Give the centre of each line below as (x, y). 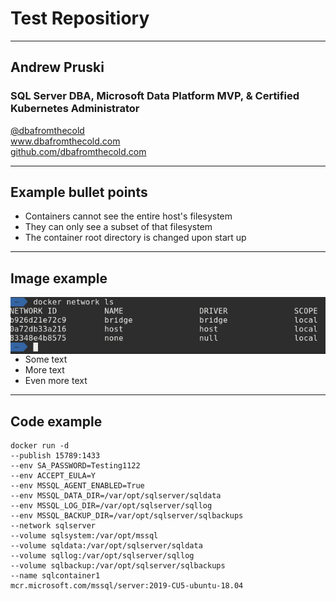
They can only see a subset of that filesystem (118, 227)
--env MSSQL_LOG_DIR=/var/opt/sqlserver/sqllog (111, 506)
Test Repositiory (80, 18)
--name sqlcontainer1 (55, 576)
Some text (46, 359)
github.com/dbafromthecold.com (78, 151)
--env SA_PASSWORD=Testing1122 (75, 466)
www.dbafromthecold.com (65, 141)
